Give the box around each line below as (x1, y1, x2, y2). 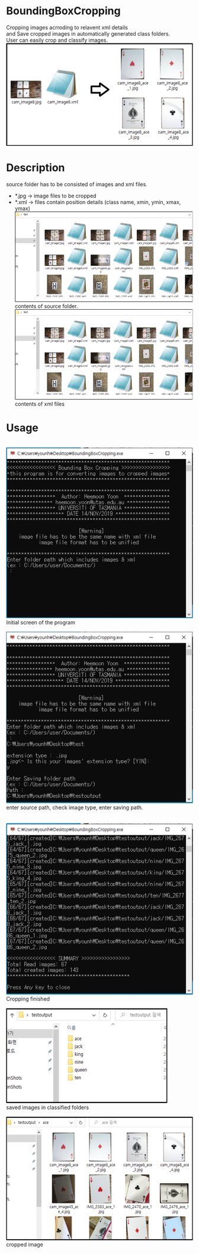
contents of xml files (14, 400, 65, 407)
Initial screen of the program (6, 619, 75, 626)
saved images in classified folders (6, 1104, 89, 1111)
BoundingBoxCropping (6, 4, 121, 18)
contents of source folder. (14, 302, 78, 310)
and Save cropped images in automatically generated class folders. (6, 30, 171, 37)
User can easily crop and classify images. (6, 36, 108, 43)
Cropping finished (6, 995, 50, 1002)
